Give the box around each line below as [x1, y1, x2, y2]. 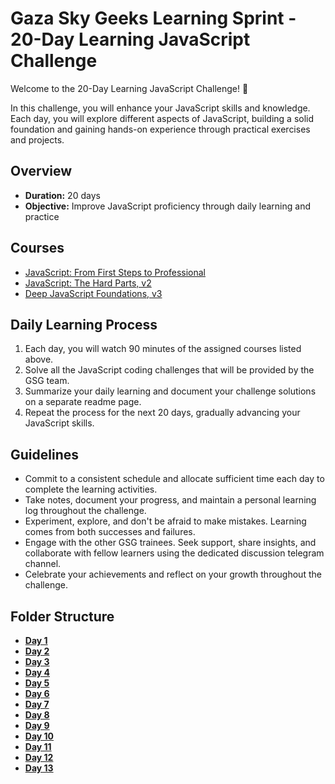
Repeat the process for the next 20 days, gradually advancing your [24, 407, 301, 419]
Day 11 [24, 741, 52, 752]
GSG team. [24, 375, 70, 387]
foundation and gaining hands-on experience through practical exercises [10, 123, 311, 135]
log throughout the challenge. [24, 505, 147, 517]
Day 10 [24, 730, 55, 742]
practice [24, 210, 60, 222]
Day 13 [24, 762, 54, 774]
